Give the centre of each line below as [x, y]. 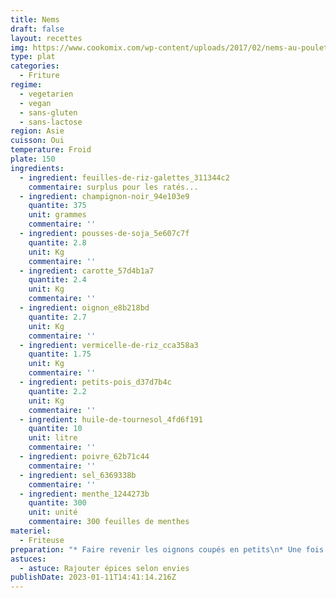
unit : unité [53, 512]
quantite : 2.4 [57, 280]
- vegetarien [46, 94]
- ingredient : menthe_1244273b [84, 494]
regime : [26, 85]
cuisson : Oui [37, 141]
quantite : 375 [57, 206]
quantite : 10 [55, 429]
